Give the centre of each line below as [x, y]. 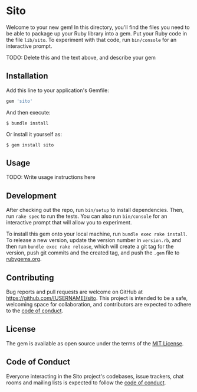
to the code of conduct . [35, 311]
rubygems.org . [24, 259]
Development [32, 196]
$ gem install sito [30, 145]
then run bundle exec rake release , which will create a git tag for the [90, 247]
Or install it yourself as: [34, 134]
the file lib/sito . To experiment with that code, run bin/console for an [91, 40]
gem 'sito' [19, 101]
